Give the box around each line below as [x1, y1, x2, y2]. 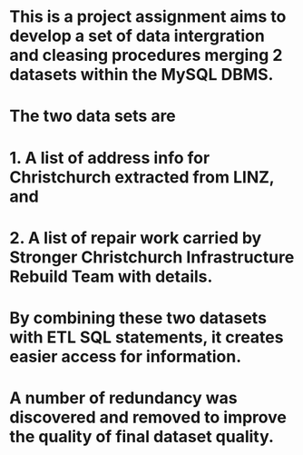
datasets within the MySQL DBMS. [9, 64, 274, 85]
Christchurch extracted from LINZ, [9, 166, 275, 187]
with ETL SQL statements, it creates [9, 327, 284, 347]
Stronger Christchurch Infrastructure [9, 247, 295, 267]
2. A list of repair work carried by [9, 227, 262, 248]
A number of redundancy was [9, 388, 238, 409]
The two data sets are [9, 106, 177, 126]
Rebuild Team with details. [9, 266, 213, 287]
